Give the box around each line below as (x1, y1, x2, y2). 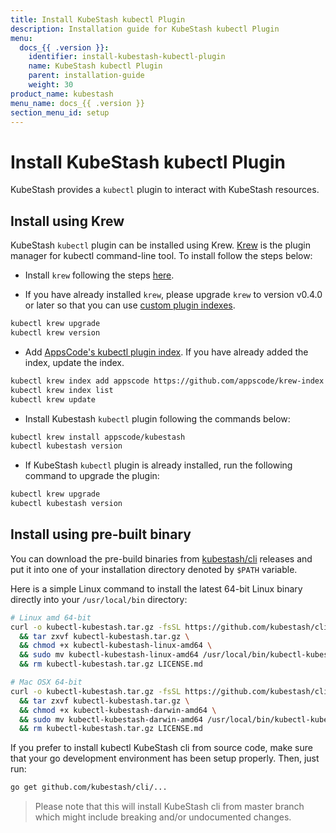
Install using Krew (10, 212, 125, 230)
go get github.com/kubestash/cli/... (10, 782, 168, 793)
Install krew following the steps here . (24, 269, 175, 281)
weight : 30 (28, 80, 74, 90)
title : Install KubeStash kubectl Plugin (10, 14, 186, 25)
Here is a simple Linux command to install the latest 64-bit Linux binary (10, 582, 303, 595)
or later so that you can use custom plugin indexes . (24, 299, 236, 311)
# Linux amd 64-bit (10, 612, 92, 623)
